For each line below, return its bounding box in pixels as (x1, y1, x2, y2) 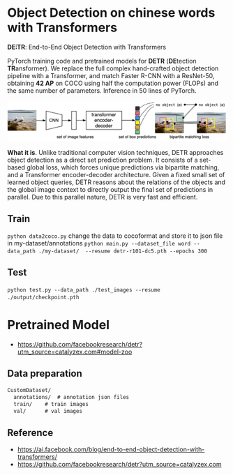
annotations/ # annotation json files (13, 394, 130, 401)
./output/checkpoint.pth (7, 294, 80, 301)
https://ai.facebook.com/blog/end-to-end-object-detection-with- (17, 445, 205, 454)
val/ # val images (13, 408, 82, 415)
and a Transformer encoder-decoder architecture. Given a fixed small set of (7, 170, 225, 179)
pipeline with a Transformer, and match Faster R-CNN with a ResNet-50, (7, 71, 215, 80)
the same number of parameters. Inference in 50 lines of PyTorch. (7, 86, 197, 95)
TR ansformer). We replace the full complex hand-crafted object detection (7, 64, 219, 73)
